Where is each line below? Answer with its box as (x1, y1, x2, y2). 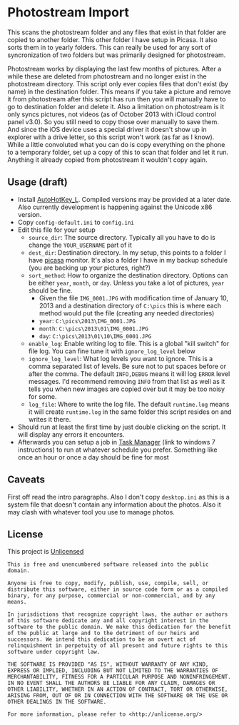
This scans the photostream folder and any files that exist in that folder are (7, 28, 227, 36)
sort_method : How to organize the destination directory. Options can (28, 270, 228, 279)
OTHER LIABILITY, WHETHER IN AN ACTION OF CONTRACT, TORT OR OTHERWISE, (7, 686, 228, 693)
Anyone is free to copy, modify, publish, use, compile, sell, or (7, 579, 209, 587)
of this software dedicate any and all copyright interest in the (7, 617, 209, 624)
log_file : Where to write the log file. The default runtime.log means (28, 400, 230, 408)
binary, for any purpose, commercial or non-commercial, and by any (7, 592, 215, 599)
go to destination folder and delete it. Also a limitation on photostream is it (7, 102, 225, 111)
